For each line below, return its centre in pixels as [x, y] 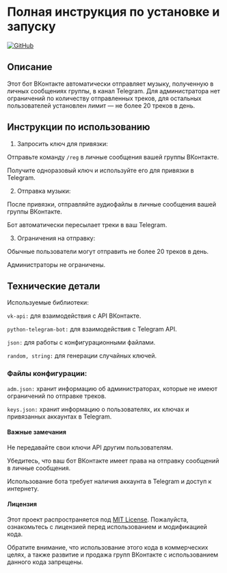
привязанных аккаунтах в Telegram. [59, 417]
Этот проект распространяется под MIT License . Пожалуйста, [98, 519]
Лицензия [22, 504]
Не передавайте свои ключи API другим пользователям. [90, 447]
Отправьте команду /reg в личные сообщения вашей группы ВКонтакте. [113, 157]
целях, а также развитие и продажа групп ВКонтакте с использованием [113, 555]
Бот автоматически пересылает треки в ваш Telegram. [87, 224]
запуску [31, 26]
